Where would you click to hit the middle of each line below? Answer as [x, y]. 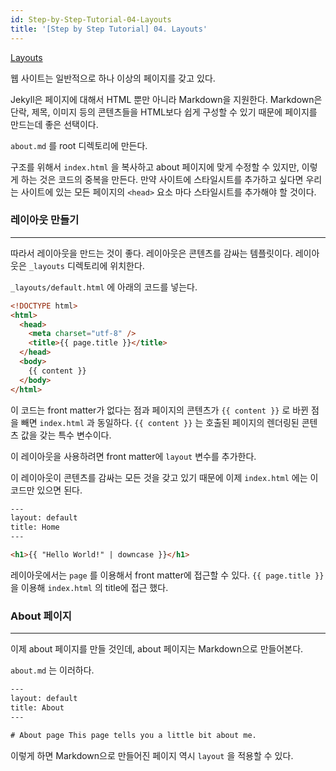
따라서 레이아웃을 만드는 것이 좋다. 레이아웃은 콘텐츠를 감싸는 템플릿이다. [151, 253]
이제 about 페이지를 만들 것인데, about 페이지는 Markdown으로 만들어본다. [157, 649]
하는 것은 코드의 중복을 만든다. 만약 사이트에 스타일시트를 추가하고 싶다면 [162, 179]
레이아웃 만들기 [45, 220]
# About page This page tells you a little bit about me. [133, 735]
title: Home [35, 527]
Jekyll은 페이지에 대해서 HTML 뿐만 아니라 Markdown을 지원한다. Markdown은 [166, 99]
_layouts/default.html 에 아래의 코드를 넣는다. [104, 287]
